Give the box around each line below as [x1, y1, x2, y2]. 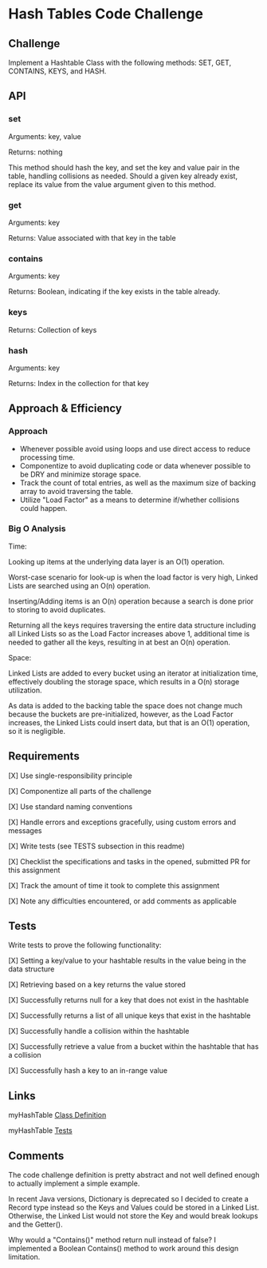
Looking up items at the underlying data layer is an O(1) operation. [8, 556, 225, 566]
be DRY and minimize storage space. [19, 469, 142, 479]
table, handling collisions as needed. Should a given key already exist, [8, 171, 238, 181]
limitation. [8, 1252, 41, 1262]
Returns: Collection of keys [8, 325, 97, 334]
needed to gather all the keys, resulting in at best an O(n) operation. [8, 637, 231, 647]
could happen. [19, 503, 68, 512]
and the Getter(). [8, 1220, 63, 1230]
